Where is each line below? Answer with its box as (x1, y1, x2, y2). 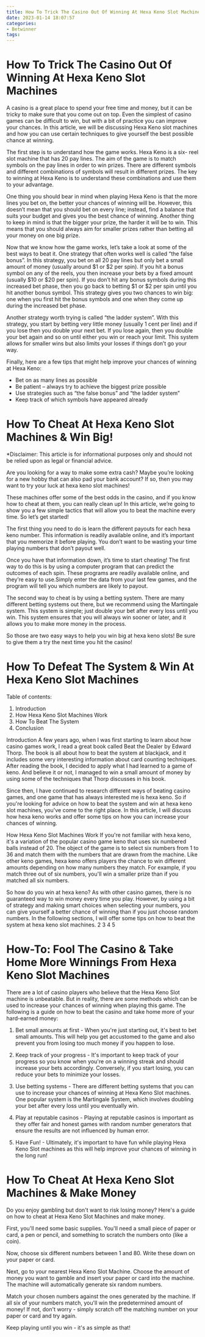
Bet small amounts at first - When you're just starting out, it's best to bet (15, 1026, 197, 1033)
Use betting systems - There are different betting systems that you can (15, 1082, 194, 1090)
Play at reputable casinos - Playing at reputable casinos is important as (15, 1113, 194, 1121)
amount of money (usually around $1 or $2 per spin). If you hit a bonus (6, 263, 184, 271)
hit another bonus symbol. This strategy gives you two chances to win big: (6, 289, 193, 296)
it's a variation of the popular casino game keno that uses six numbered (6, 838, 187, 845)
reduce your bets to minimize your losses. (15, 1071, 121, 1078)
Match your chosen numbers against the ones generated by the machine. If (6, 1292, 196, 1300)
